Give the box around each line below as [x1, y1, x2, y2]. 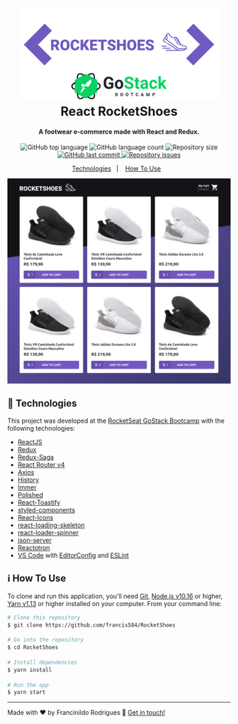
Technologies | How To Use [72, 164, 161, 173]
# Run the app [7, 681, 50, 688]
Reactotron [17, 543, 50, 552]
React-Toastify [17, 498, 61, 507]
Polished [17, 490, 44, 499]
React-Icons [17, 513, 54, 522]
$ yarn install [7, 666, 52, 674]
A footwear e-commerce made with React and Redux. [38, 127, 200, 136]
